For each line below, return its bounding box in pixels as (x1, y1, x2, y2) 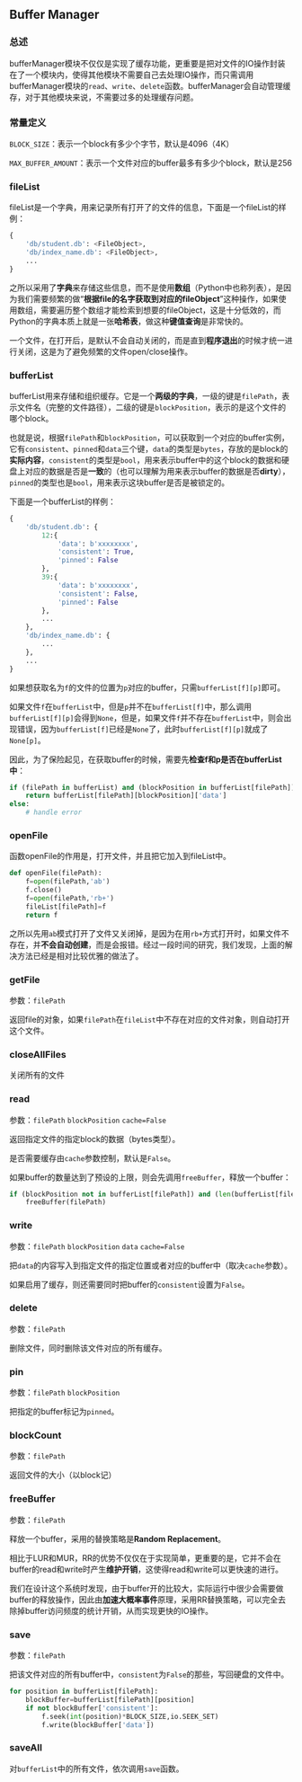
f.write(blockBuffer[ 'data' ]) (41, 1720, 155, 1729)
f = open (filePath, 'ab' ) (25, 877, 111, 886)
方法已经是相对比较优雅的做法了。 (16, 950, 144, 961)
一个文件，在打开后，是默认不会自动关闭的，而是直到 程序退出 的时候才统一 (9, 334, 285, 345)
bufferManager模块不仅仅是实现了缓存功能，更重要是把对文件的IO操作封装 (9, 58, 286, 68)
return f (25, 910, 58, 919)
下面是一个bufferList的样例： (9, 496, 117, 507)
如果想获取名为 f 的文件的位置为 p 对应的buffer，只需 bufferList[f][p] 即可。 (9, 682, 286, 693)
